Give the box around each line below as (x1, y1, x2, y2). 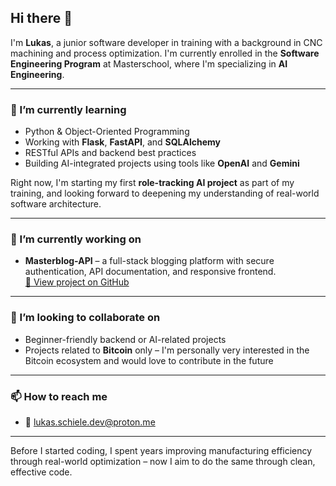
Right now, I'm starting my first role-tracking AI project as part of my (10, 177, 295, 189)
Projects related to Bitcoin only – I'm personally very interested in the (24, 344, 310, 356)
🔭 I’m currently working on (10, 232, 142, 246)
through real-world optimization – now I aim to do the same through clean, (10, 456, 316, 467)
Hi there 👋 (10, 10, 73, 27)
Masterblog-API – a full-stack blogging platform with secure (24, 255, 275, 267)
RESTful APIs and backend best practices (24, 147, 197, 159)
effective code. (10, 466, 73, 478)
